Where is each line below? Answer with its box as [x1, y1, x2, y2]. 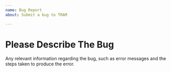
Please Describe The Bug [5, 39, 114, 50]
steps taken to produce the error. [5, 61, 75, 67]
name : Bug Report [5, 7, 42, 13]
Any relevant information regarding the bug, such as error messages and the [5, 56, 166, 62]
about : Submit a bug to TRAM [5, 12, 67, 17]
